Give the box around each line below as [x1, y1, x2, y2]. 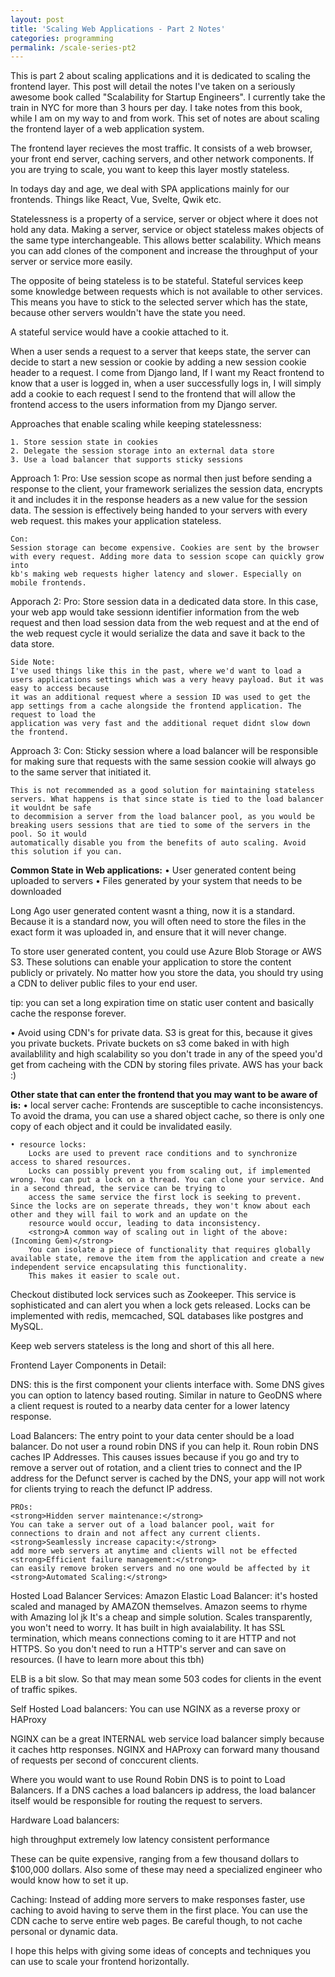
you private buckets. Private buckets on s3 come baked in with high [10, 1037, 290, 1050]
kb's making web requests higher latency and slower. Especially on [10, 569, 302, 580]
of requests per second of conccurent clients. [10, 1754, 200, 1766]
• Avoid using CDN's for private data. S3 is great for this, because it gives [10, 1027, 313, 1039]
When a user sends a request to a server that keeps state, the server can [10, 346, 312, 358]
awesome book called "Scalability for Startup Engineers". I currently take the [10, 91, 326, 103]
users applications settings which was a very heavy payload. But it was [10, 675, 325, 685]
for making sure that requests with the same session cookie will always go [10, 756, 317, 768]
